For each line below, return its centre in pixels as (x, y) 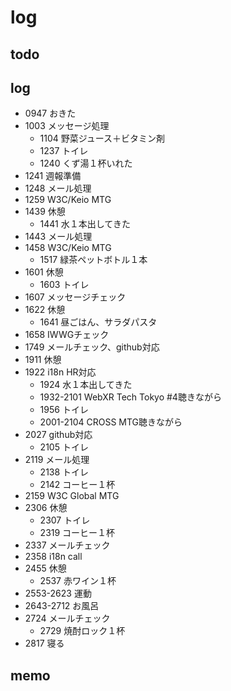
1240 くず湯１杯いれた (86, 163)
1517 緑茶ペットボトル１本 (93, 260)
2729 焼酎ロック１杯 (82, 631)
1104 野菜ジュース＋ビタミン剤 (102, 138)
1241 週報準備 (53, 176)
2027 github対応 (58, 435)
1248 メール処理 (58, 188)
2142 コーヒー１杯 (77, 485)
